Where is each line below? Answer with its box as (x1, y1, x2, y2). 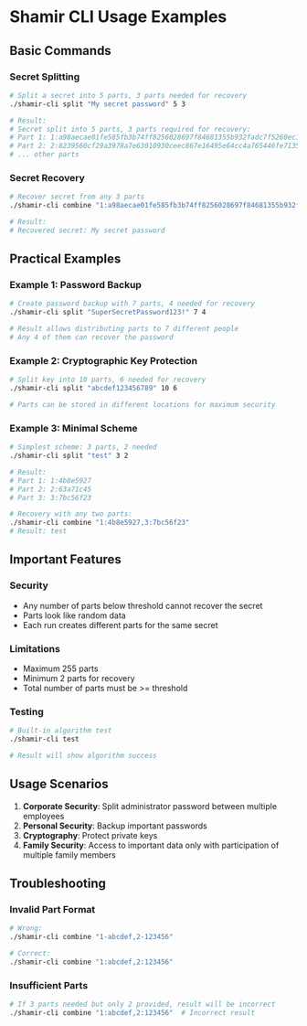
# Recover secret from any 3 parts (9, 192, 145, 202)
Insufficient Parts (9, 978, 89, 991)
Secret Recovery (9, 171, 85, 184)
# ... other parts (9, 150, 79, 159)
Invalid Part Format (9, 903, 96, 916)
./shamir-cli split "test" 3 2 (9, 451, 129, 461)
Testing (9, 705, 44, 718)
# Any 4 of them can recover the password (9, 333, 174, 342)
